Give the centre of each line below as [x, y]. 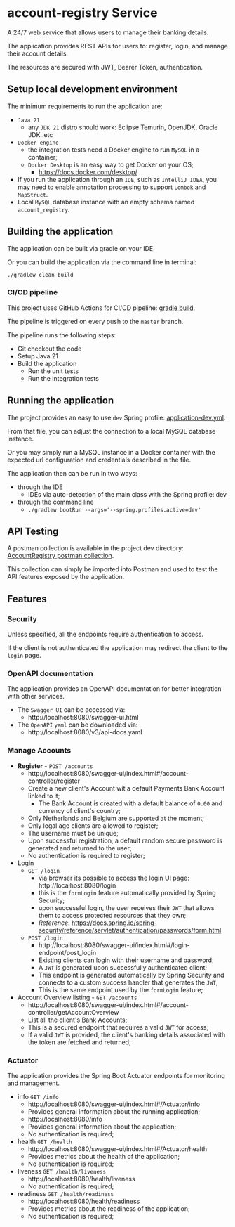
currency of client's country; [80, 810]
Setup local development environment [93, 89]
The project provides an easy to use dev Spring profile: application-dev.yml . [116, 417]
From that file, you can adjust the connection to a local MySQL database [112, 431]
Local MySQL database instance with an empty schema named [106, 202]
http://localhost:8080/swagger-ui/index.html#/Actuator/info [114, 1104]
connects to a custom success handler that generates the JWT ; [128, 982]
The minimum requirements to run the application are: [85, 106]
